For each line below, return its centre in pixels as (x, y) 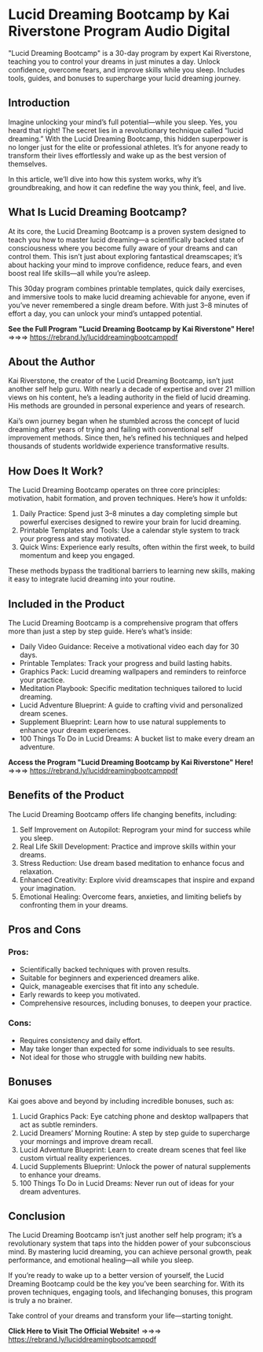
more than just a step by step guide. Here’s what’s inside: (100, 631)
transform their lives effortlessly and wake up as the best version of (117, 155)
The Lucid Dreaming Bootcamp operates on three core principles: (114, 490)
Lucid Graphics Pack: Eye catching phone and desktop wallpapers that (134, 1116)
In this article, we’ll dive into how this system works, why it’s (105, 179)
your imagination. (47, 888)
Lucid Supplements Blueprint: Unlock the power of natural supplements (135, 1166)
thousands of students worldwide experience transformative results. (119, 446)
